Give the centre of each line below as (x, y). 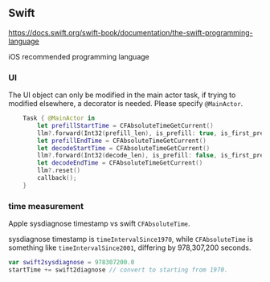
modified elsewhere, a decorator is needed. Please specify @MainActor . (126, 104)
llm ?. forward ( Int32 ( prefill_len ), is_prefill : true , (127, 133)
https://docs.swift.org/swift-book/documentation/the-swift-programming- (131, 32)
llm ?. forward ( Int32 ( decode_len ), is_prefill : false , (127, 156)
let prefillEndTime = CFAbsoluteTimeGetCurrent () (122, 141)
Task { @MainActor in (59, 119)
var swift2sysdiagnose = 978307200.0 (72, 263)
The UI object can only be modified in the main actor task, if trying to (122, 95)
